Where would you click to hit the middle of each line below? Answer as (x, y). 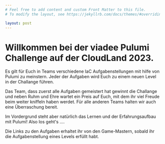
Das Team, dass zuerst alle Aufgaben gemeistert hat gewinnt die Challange (81, 91)
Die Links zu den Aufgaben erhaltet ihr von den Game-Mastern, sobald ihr (80, 131)
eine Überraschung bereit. (32, 107)
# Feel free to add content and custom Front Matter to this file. (76, 10)
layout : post (18, 23)
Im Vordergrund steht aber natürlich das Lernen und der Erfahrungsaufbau (81, 116)
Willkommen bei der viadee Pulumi (77, 47)
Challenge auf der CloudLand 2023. (79, 58)
